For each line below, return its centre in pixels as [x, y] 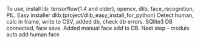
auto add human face [33, 35]
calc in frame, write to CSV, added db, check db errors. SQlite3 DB [90, 21]
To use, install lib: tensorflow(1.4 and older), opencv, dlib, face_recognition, [100, 9]
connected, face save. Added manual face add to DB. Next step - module [98, 28]
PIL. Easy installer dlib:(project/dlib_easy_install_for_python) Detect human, [100, 15]
